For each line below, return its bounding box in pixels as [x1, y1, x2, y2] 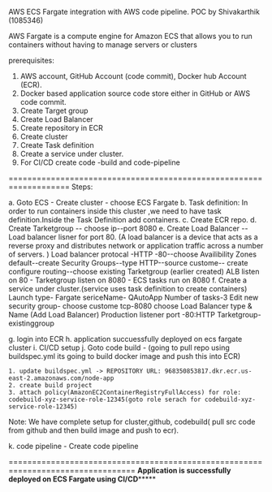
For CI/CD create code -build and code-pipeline [19, 158, 180, 167]
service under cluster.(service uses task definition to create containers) [8, 284, 248, 293]
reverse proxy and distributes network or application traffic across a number [8, 241, 264, 250]
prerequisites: [8, 56, 55, 65]
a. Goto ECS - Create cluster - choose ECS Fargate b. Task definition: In [8, 198, 248, 207]
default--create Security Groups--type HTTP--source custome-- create [8, 258, 249, 267]
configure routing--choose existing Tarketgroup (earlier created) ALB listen [8, 267, 260, 276]
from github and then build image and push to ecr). [8, 425, 179, 435]
